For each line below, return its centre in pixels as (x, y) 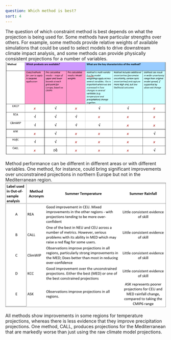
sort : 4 (14, 16)
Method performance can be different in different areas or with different (81, 164)
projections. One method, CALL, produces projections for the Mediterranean (86, 326)
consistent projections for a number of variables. (57, 58)
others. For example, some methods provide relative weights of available (82, 42)
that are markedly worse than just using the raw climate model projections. (84, 332)
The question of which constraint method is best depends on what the (79, 31)
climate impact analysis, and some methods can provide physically (76, 53)
